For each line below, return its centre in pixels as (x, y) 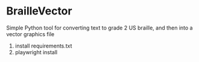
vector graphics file (30, 34)
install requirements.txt (43, 46)
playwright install (36, 52)
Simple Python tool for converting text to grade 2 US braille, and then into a (99, 28)
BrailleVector (39, 11)
